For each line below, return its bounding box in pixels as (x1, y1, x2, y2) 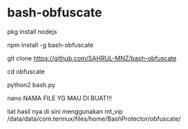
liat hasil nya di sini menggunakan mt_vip (7, 107, 123, 115)
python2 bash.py (7, 80, 55, 89)
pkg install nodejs (7, 27, 57, 36)
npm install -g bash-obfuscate (7, 40, 94, 49)
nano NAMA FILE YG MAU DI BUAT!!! (7, 94, 112, 102)
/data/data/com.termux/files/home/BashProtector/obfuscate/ (7, 115, 181, 123)
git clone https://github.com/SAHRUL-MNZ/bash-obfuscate (7, 54, 177, 62)
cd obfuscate (7, 67, 45, 75)
